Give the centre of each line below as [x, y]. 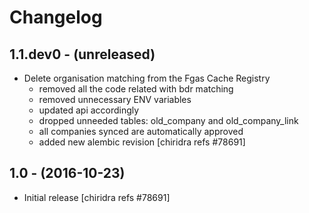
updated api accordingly [89, 110]
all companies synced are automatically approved [141, 131]
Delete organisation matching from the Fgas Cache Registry [147, 78]
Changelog [56, 17]
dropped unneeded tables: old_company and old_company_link [168, 120]
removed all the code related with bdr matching [136, 89]
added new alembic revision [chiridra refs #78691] [142, 142]
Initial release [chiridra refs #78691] [97, 197]
